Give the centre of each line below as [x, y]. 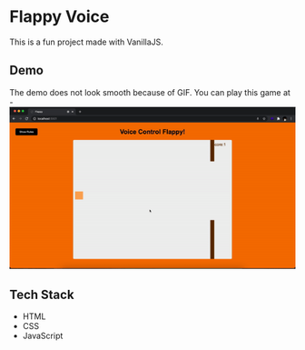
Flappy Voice [59, 17]
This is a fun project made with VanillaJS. [86, 42]
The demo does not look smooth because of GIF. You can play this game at [150, 92]
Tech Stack [42, 294]
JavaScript [43, 336]
